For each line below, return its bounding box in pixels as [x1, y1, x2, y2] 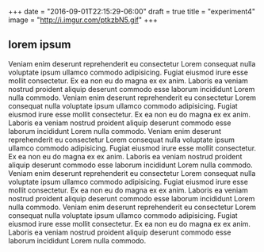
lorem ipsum [8, 38, 71, 52]
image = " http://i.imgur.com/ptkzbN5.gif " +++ [8, 15, 159, 25]
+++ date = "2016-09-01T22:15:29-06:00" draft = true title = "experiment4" [8, 7, 256, 16]
